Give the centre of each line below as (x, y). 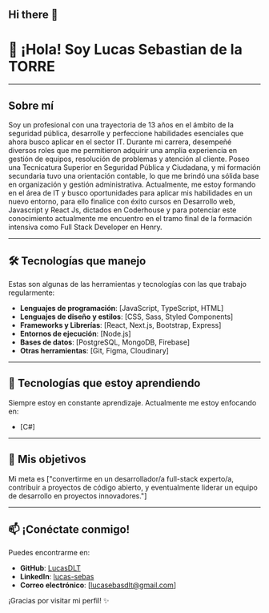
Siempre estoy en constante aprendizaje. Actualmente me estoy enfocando (132, 402)
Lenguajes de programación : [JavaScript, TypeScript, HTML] (122, 308)
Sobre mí (31, 105)
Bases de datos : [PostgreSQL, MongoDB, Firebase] (105, 342)
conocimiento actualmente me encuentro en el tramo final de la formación (130, 219)
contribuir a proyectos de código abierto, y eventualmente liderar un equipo (133, 487)
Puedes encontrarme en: (49, 553)
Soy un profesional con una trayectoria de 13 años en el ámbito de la (121, 125)
